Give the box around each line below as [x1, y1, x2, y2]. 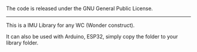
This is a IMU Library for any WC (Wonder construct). [6, 22, 135, 29]
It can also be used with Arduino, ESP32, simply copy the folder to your [6, 33, 178, 40]
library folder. [6, 39, 39, 46]
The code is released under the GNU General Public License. [6, 5, 154, 12]
